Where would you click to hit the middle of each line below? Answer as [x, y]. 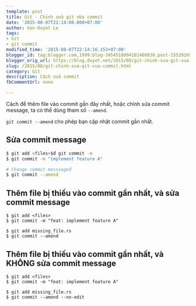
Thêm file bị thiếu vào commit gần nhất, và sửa [93, 193]
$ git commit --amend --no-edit [45, 297]
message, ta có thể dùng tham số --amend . [57, 110]
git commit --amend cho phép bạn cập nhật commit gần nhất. [80, 121]
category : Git [23, 71]
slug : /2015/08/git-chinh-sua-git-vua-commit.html [69, 66]
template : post [24, 11]
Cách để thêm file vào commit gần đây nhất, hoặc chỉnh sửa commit [88, 104]
